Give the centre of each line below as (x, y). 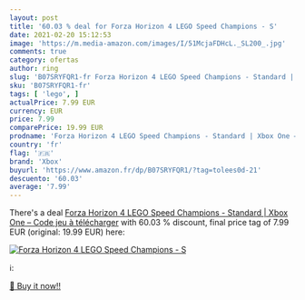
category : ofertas (44, 60)
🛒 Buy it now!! (35, 286)
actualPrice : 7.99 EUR (52, 102)
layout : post (34, 18)
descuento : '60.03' (46, 178)
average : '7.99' (40, 187)
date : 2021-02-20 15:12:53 (60, 35)
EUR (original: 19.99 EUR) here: (67, 232)
